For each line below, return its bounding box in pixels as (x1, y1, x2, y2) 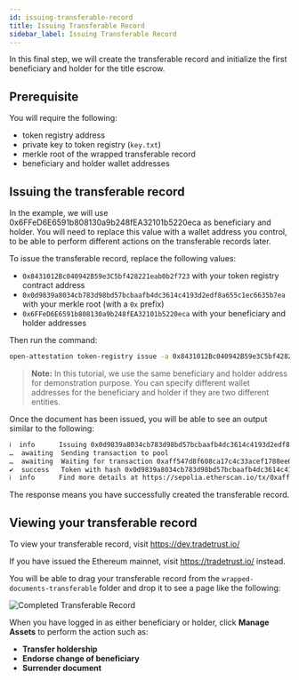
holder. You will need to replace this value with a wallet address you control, (9, 227, 287, 236)
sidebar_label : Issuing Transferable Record (9, 29, 177, 38)
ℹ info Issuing (9, 440, 87, 449)
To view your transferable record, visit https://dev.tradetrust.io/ (9, 539, 240, 549)
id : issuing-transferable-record (9, 12, 133, 22)
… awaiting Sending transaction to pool (9, 448, 169, 458)
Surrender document (21, 663, 102, 674)
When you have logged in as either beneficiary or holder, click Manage (9, 617, 270, 628)
